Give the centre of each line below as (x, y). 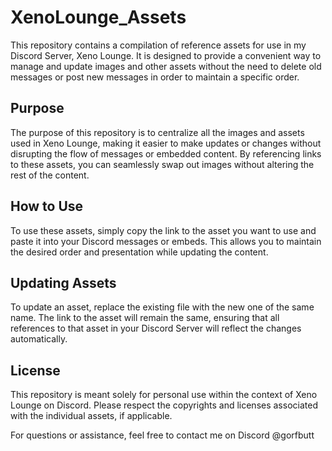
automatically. (39, 339)
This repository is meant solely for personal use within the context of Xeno (164, 395)
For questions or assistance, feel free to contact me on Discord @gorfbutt (162, 435)
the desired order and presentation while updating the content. (139, 252)
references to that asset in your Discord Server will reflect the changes (156, 328)
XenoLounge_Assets (98, 17)
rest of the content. (50, 175)
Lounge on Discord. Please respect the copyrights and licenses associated (164, 405)
